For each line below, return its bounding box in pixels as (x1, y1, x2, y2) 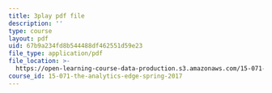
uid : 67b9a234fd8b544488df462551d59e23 (8, 42, 143, 50)
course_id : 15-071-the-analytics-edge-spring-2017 (8, 72, 183, 80)
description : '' (8, 19, 63, 27)
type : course (8, 27, 53, 35)
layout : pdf (8, 34, 49, 43)
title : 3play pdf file (8, 11, 85, 20)
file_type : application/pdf (8, 49, 104, 57)
